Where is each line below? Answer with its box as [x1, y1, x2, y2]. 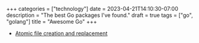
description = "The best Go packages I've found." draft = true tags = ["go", [6, 12, 193, 19]
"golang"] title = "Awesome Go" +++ [6, 18, 97, 25]
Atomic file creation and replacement [15, 30, 108, 37]
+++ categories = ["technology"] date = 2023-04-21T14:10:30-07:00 [6, 5, 179, 12]
